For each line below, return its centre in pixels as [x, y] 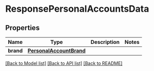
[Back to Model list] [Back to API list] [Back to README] [64, 63]
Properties [23, 28]
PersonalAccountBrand [57, 51]
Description [105, 42]
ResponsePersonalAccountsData [77, 9]
